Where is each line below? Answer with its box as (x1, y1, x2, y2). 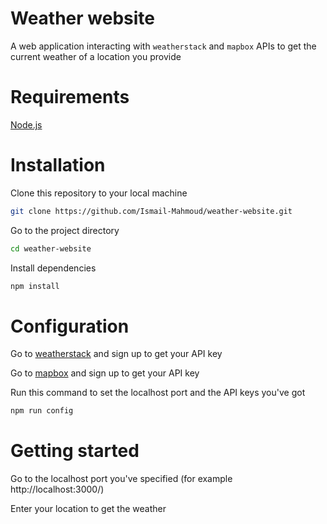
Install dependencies (10, 262, 97, 274)
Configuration (10, 315, 130, 337)
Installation (10, 154, 106, 177)
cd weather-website (10, 243, 92, 254)
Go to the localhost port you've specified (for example (10, 473, 233, 485)
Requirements (10, 86, 130, 109)
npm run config (10, 406, 74, 416)
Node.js (10, 118, 43, 131)
